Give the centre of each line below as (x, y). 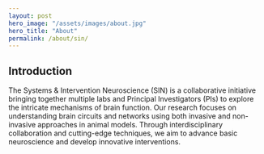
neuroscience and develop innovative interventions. (94, 142)
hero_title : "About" (43, 31)
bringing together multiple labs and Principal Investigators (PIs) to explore (131, 99)
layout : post (30, 16)
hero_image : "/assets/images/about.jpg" (78, 23)
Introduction (40, 71)
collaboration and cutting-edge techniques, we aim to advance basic (123, 133)
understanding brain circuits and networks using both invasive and (119, 116)
